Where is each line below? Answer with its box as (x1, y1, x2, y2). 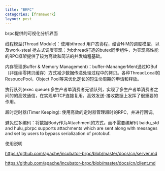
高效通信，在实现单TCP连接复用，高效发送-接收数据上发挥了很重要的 (18, 93, 159, 99)
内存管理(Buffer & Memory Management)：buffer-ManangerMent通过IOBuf (5, 64, 158, 69)
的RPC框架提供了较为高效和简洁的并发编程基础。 (5, 53, 105, 59)
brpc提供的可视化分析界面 (5, 31, 58, 36)
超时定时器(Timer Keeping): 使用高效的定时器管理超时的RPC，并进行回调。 (5, 109, 157, 115)
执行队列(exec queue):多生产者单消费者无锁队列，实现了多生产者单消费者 (5, 87, 154, 93)
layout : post (5, 16, 32, 21)
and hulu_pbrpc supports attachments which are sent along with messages (5, 125, 158, 131)
